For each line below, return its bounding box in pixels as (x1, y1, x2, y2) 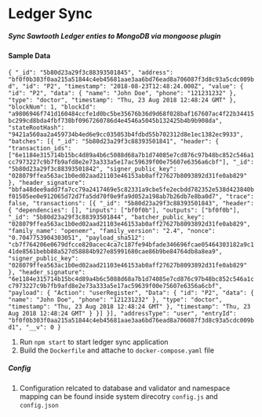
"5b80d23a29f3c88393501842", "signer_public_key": (8, 164, 177, 173)
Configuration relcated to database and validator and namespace (19, 383, 231, 393)
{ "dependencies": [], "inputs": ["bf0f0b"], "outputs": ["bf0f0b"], (8, 206, 241, 214)
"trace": (225, 192, 255, 201)
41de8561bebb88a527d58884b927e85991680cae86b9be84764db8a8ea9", (8, 247, 223, 256)
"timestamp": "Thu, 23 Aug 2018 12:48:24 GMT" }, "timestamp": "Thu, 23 (8, 302, 251, 311)
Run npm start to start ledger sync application (19, 337, 169, 346)
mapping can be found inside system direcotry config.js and (19, 391, 218, 401)
